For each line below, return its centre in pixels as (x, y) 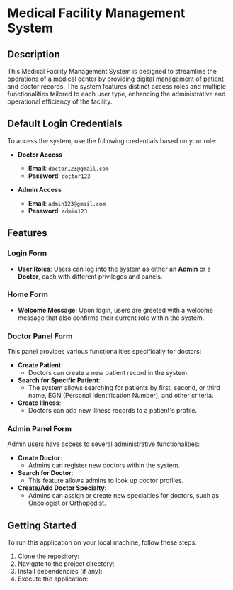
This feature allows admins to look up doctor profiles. (106, 481)
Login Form (27, 253)
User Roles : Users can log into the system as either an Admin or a (114, 269)
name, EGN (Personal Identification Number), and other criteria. (121, 396)
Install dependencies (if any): (60, 572)
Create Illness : (39, 403)
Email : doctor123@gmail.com (68, 168)
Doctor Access (40, 155)
